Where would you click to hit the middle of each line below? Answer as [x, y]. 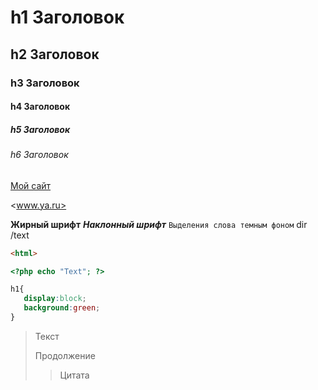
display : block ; [55, 299]
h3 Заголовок [45, 83]
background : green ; [62, 308]
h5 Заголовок [40, 129]
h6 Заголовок [39, 155]
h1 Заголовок [67, 17]
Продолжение [65, 355]
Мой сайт [31, 185]
